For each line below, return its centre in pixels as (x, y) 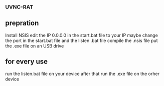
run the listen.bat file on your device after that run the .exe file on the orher (82, 73)
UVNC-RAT (19, 7)
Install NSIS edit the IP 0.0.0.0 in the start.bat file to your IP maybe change (81, 35)
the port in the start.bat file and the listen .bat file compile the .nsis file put (81, 40)
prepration (22, 23)
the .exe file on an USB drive (35, 45)
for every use (27, 62)
